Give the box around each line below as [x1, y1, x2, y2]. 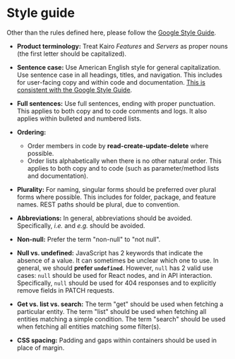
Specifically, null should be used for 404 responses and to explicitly [16, 279, 217, 287]
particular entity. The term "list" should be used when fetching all [16, 307, 207, 315]
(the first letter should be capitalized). [16, 49, 127, 58]
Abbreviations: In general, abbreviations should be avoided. [16, 214, 193, 222]
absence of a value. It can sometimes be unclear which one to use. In [16, 256, 219, 264]
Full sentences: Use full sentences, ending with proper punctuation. [16, 99, 216, 107]
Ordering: [16, 128, 47, 136]
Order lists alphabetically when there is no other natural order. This [27, 157, 222, 165]
